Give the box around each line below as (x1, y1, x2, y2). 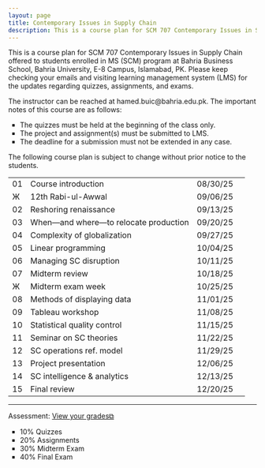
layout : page (8, 11, 51, 20)
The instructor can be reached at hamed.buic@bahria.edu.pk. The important (8, 96, 256, 107)
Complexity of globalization (30, 230, 132, 241)
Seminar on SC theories (30, 332, 118, 343)
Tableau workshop (30, 307, 99, 318)
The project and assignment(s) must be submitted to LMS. (19, 129, 209, 138)
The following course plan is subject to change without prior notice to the (8, 152, 246, 162)
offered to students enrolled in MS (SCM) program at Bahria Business (8, 56, 233, 66)
